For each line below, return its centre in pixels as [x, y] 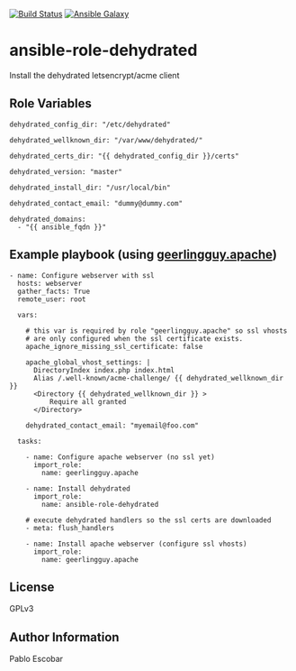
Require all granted [88, 401]
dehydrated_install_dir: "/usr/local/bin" [90, 188]
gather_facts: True [54, 291]
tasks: [30, 441]
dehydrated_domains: [48, 219]
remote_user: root [52, 299]
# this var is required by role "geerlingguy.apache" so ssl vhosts [157, 331]
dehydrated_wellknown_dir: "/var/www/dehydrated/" [106, 140]
